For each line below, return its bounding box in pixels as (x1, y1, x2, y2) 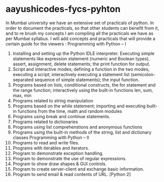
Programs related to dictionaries (12, 119, 78, 125)
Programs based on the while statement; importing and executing (12, 103, 146, 109)
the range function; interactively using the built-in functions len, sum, (12, 87, 153, 93)
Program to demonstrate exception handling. (12, 150, 104, 156)
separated (12, 77, 34, 83)
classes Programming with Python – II (12, 135, 89, 140)
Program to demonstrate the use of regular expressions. (12, 155, 127, 161)
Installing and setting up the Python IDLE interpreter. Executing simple (12, 50, 155, 56)
